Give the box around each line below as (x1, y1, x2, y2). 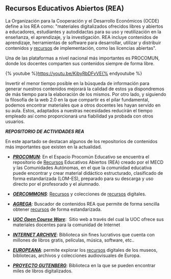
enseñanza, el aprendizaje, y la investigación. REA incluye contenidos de (5, 34, 158, 40)
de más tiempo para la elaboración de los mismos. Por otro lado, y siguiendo (5, 91, 166, 97)
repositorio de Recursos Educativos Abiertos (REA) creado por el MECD (12, 159, 164, 165)
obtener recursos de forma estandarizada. (12, 206, 102, 212)
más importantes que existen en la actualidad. (5, 144, 102, 150)
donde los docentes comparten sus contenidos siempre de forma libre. (5, 60, 155, 66)
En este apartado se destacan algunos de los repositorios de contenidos (5, 138, 158, 144)
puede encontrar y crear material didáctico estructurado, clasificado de (12, 170, 163, 176)
